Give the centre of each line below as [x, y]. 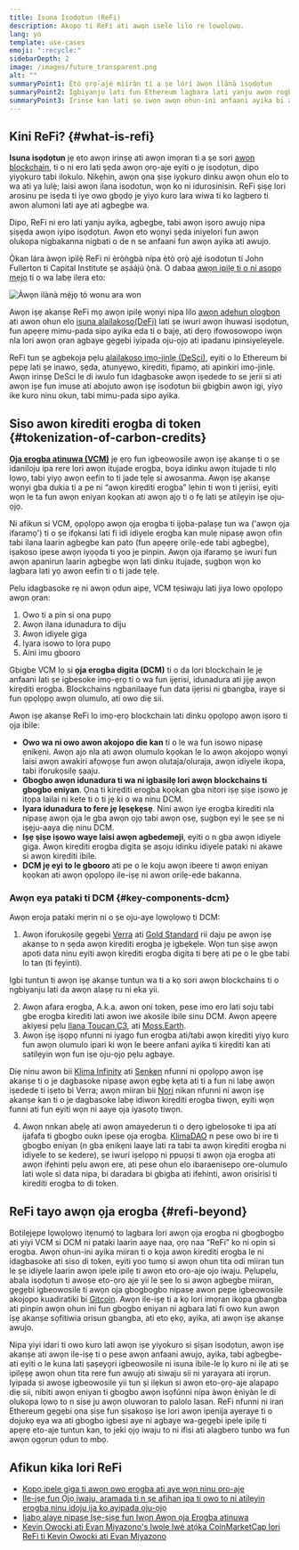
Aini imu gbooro [51, 653]
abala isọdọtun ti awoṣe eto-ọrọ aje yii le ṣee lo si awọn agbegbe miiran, [141, 1280]
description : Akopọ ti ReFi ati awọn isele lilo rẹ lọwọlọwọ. [127, 26]
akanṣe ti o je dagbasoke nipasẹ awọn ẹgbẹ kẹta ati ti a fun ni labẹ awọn [142, 1081]
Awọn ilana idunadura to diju [74, 624]
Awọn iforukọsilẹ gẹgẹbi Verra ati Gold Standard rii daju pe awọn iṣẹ [147, 934]
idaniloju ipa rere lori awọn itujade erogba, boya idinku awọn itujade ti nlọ [143, 468]
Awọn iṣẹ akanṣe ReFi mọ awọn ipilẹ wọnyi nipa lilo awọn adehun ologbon [145, 312]
